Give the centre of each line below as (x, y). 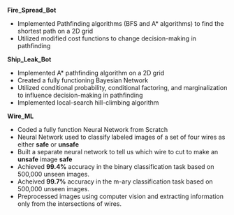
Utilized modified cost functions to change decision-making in (107, 38)
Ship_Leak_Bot (29, 59)
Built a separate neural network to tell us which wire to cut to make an (118, 152)
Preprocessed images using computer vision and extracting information (120, 196)
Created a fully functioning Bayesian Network (83, 80)
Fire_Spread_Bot (32, 10)
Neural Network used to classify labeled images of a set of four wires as (121, 137)
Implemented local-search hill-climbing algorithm (88, 103)
